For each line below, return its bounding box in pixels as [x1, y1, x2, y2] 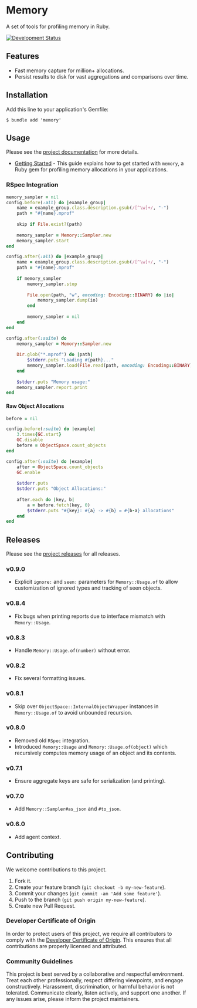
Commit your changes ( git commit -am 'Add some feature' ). [14, 889, 162, 897]
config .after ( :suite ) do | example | [6, 458, 93, 464]
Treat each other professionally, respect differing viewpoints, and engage [6, 977, 184, 984]
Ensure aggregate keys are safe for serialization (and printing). [14, 777, 166, 784]
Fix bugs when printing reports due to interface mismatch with [14, 613, 165, 620]
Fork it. [14, 877, 32, 884]
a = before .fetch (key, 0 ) [27, 502, 91, 508]
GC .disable [16, 437, 43, 443]
